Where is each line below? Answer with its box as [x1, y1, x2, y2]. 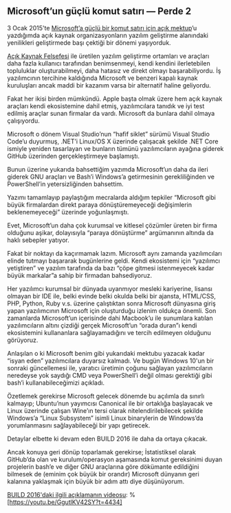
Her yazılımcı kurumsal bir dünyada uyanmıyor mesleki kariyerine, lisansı [7, 284, 213, 292]
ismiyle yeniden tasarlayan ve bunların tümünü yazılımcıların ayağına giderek [7, 144, 224, 152]
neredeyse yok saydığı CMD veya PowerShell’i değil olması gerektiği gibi [7, 371, 212, 379]
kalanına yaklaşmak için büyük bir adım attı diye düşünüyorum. [7, 477, 184, 485]
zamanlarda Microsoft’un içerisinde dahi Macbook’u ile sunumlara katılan [7, 314, 213, 322]
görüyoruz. [7, 336, 38, 344]
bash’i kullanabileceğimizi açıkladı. [7, 379, 105, 387]
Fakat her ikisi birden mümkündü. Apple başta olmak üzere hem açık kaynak [7, 94, 223, 103]
